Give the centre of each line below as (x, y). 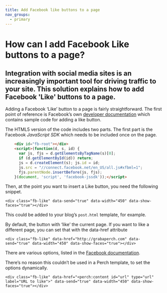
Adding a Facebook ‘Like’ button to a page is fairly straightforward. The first (83, 109)
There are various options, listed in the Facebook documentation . (73, 253)
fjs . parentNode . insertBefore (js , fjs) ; (60, 172)
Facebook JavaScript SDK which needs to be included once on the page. (81, 135)
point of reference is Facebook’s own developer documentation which (78, 114)
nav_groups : (18, 15)
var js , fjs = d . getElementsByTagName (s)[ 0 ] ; (67, 154)
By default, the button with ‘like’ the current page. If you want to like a (77, 225)
